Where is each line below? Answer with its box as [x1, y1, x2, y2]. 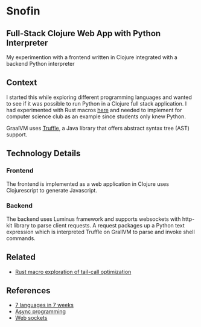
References [6, 285, 51, 296]
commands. [6, 234, 36, 242]
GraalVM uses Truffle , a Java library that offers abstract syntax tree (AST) [6, 124, 190, 132]
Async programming [14, 308, 66, 315]
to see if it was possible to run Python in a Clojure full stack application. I [6, 100, 187, 107]
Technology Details [6, 148, 81, 159]
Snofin [6, 4, 40, 18]
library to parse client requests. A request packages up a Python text [13, 221, 185, 229]
